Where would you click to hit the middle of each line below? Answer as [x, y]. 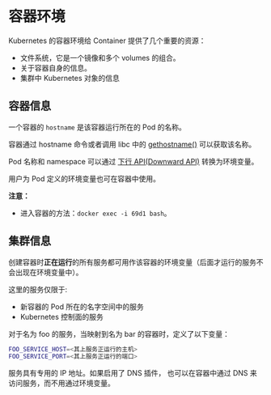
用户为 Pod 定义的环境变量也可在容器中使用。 [84, 178]
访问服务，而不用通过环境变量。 [61, 383]
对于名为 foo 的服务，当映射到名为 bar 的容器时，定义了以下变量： [119, 333]
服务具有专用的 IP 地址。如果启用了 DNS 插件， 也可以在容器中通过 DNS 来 [133, 373]
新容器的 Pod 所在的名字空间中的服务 [82, 306]
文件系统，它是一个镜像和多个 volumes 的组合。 [100, 57]
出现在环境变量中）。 [49, 272]
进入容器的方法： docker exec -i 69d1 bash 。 [95, 213]
